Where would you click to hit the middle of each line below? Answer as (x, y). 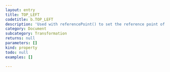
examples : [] (19, 57)
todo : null (17, 52)
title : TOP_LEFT (22, 15)
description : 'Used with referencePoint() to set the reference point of (85, 24)
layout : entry (20, 10)
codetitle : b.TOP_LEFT (29, 19)
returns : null (20, 39)
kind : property (21, 48)
